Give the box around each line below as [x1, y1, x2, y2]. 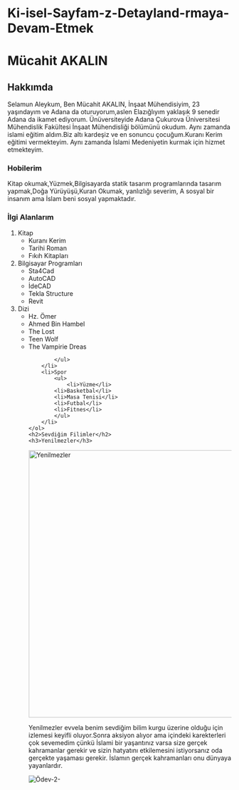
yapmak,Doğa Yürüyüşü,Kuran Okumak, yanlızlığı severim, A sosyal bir [7, 187, 215, 195]
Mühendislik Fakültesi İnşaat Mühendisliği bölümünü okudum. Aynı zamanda [7, 123, 231, 131]
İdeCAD [28, 282, 51, 290]
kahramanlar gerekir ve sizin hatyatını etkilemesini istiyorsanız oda [28, 746, 223, 754]
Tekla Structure [28, 289, 73, 297]
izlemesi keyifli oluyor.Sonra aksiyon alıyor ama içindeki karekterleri [28, 731, 226, 739]
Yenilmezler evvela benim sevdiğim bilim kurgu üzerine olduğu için [28, 723, 223, 732]
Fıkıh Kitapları [28, 251, 69, 260]
